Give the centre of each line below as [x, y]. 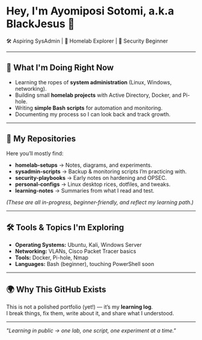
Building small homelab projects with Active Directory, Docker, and [98, 95]
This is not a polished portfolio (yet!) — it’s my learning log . [80, 307]
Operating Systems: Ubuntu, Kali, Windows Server [78, 245]
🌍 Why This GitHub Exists [56, 289]
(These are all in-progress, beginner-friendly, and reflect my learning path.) [100, 202]
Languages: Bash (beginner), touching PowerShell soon [84, 264]
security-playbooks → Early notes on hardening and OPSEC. [91, 178]
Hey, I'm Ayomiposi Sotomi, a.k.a [90, 11]
